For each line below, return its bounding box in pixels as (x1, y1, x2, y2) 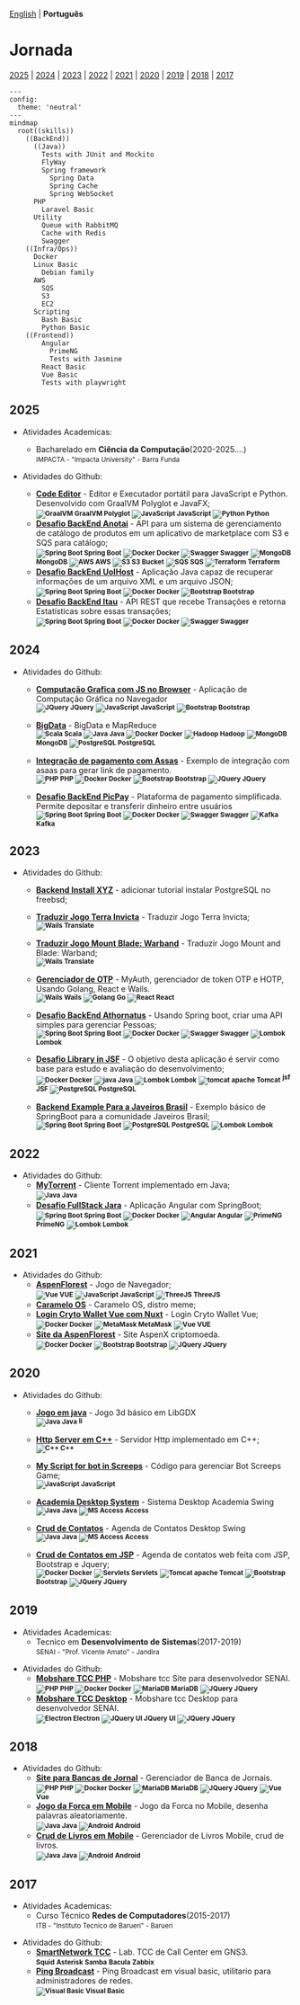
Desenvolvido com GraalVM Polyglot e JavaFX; (35, 497, 211, 508)
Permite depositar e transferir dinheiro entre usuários (35, 800, 233, 811)
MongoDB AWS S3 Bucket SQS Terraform (35, 557, 280, 566)
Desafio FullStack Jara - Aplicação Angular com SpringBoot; (35, 1200, 262, 1211)
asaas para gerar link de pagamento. (35, 764, 172, 775)
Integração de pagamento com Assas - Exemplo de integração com (35, 755, 290, 766)
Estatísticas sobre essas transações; (35, 605, 172, 616)
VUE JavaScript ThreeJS (59, 1290, 221, 1299)
